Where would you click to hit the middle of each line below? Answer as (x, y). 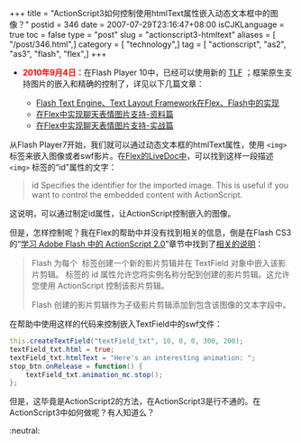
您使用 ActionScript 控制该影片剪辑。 (100, 286)
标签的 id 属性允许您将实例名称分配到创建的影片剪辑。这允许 (178, 274)
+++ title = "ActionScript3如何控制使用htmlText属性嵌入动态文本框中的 (140, 13)
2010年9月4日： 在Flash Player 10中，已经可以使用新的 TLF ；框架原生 (153, 72)
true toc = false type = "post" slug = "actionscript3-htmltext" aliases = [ (143, 35)
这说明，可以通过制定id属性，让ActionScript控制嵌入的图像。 (123, 213)
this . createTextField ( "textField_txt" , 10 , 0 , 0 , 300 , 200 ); (127, 341)
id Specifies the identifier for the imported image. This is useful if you (160, 185)
